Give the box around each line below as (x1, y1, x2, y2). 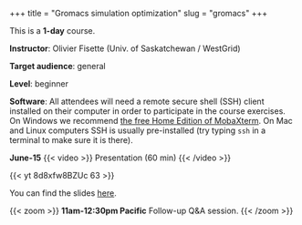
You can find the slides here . (9, 188, 117, 199)
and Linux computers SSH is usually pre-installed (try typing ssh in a (9, 125, 266, 136)
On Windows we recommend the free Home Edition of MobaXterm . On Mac (9, 116, 294, 126)
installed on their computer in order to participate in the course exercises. (9, 106, 286, 117)
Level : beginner (9, 78, 68, 89)
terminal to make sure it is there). (9, 135, 134, 145)
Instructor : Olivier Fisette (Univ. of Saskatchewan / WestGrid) (9, 43, 241, 54)
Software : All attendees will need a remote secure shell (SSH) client (9, 96, 265, 107)
